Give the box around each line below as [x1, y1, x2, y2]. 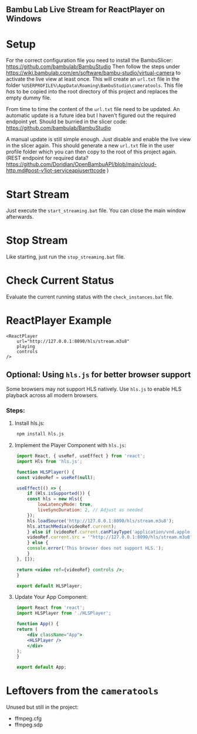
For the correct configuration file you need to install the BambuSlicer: [6, 57, 173, 64]
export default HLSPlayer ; [16, 583, 83, 589]
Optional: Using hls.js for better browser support [6, 370, 191, 380]
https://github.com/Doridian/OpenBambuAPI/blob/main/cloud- [6, 161, 157, 168]
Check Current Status [6, 274, 114, 287]
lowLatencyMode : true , [37, 502, 93, 508]
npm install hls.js [16, 431, 64, 437]
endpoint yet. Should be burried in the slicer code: [6, 118, 128, 125]
